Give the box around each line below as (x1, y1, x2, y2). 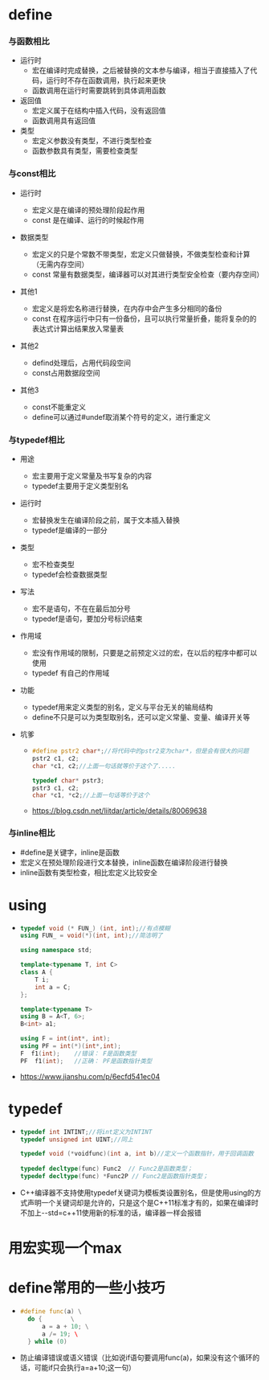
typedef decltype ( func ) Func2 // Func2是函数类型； (19, 1164, 194, 1173)
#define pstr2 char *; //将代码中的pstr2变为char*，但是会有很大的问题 (31, 747, 249, 755)
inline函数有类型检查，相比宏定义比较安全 (19, 867, 158, 877)
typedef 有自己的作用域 (31, 668, 110, 678)
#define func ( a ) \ (19, 1308, 82, 1316)
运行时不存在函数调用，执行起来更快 (46, 76, 166, 85)
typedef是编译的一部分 (31, 525, 108, 536)
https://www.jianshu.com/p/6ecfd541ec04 (19, 1071, 161, 1081)
